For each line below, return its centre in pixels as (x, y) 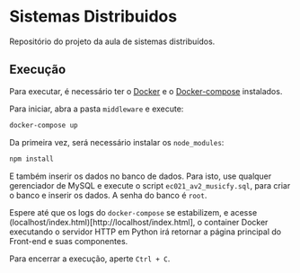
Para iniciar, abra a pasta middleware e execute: (97, 109)
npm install (31, 159)
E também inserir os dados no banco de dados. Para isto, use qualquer (141, 176)
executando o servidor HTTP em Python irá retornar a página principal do (145, 232)
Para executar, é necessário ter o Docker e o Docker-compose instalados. (146, 91)
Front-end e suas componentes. (69, 241)
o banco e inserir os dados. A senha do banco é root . (108, 195)
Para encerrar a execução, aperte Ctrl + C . (90, 259)
